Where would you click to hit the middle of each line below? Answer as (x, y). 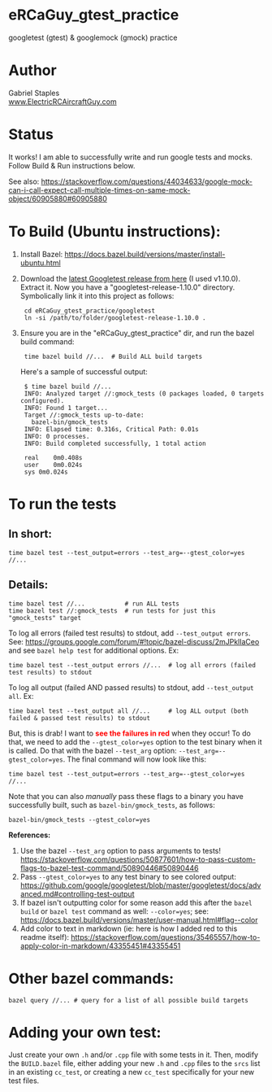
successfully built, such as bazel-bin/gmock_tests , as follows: (112, 805)
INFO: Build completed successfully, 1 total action (115, 443)
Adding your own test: (85, 1032)
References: (30, 835)
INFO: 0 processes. (57, 436)
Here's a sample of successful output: (84, 371)
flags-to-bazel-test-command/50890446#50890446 (109, 867)
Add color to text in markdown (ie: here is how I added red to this (129, 928)
